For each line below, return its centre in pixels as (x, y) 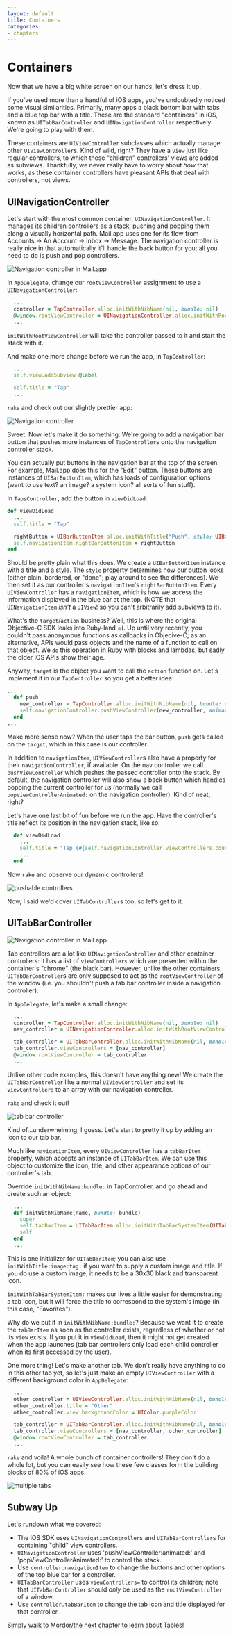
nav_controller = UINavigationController (74, 1029)
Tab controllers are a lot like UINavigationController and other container (111, 954)
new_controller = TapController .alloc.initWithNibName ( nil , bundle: (121, 704)
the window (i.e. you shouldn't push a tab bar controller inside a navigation (114, 983)
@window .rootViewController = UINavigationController (93, 316)
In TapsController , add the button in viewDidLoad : (77, 498)
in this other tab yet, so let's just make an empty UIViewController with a (111, 1373)
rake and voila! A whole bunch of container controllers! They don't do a (109, 1457)
